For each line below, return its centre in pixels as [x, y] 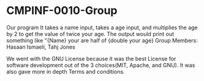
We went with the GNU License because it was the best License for [91, 58]
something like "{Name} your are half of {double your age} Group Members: [102, 40]
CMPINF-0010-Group [62, 11]
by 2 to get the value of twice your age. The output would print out [90, 33]
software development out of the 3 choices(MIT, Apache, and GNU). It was [101, 65]
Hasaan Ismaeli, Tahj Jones [41, 47]
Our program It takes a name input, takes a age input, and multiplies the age [102, 27]
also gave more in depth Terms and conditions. [66, 71]
